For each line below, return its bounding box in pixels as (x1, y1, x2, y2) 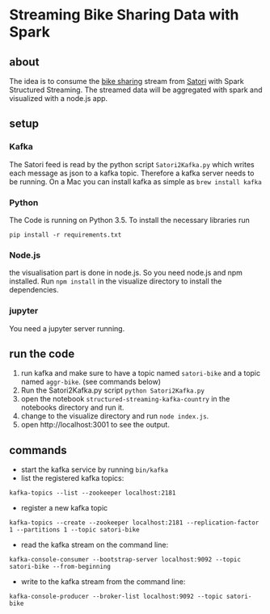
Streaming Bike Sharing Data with (9, 6, 239, 24)
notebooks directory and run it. (20, 402, 124, 413)
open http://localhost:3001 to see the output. (20, 420, 171, 430)
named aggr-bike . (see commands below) (20, 377, 161, 387)
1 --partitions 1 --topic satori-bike (9, 526, 140, 534)
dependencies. (9, 285, 59, 295)
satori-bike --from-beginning (9, 563, 112, 571)
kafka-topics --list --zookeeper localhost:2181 (9, 489, 176, 498)
